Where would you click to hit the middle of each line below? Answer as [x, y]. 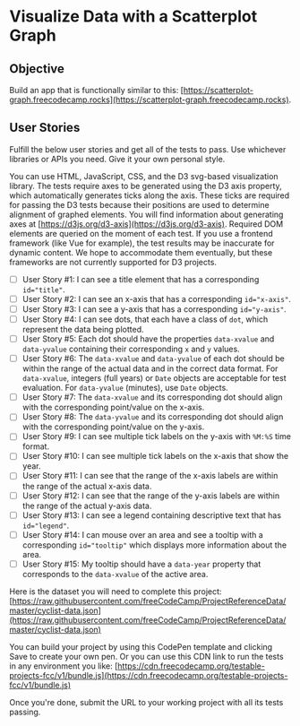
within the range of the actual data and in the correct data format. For [150, 368]
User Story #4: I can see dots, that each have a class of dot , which [145, 319]
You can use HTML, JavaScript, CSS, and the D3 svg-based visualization [144, 176]
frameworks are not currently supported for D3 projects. [113, 262]
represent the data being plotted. [83, 330]
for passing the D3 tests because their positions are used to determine [140, 204]
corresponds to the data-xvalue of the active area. [115, 574]
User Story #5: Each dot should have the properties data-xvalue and [148, 339]
